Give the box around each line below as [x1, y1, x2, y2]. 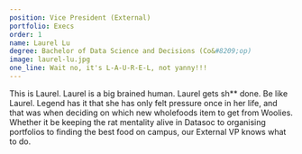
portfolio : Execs [9, 22, 75, 31]
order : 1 [9, 30, 42, 39]
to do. [9, 136, 32, 147]
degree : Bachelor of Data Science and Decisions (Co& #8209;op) [9, 47, 252, 56]
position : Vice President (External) [9, 13, 151, 23]
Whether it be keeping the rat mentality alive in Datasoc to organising [9, 116, 266, 127]
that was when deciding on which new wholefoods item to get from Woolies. [9, 107, 293, 118]
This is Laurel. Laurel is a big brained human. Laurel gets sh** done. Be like [9, 87, 288, 99]
